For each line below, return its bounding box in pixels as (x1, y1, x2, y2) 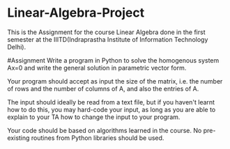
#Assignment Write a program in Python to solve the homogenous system (7, 56, 220, 64)
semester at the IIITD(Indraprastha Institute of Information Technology (7, 35, 208, 43)
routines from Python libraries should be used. (31, 134, 164, 142)
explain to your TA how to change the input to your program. (7, 113, 181, 121)
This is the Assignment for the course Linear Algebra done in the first (7, 28, 206, 36)
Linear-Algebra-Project (7, 5, 145, 21)
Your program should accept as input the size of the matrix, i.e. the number (7, 77, 223, 85)
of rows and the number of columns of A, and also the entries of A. (7, 84, 199, 93)
